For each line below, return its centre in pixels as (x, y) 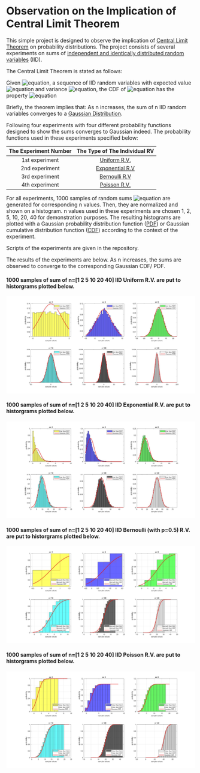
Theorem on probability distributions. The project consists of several (91, 47)
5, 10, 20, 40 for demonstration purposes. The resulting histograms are (93, 217)
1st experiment (40, 160)
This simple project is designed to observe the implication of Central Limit (97, 40)
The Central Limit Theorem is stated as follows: (64, 71)
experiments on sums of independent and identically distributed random (95, 53)
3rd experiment (40, 177)
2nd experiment (40, 168)
